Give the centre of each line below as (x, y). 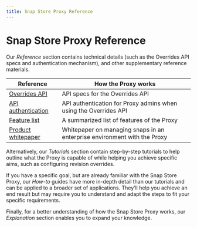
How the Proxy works (125, 84)
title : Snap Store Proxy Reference (50, 11)
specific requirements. (33, 200)
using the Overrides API (94, 110)
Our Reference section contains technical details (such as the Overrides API (98, 57)
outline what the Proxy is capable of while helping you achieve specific (92, 157)
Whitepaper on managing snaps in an (113, 130)
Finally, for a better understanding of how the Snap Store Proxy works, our (96, 211)
